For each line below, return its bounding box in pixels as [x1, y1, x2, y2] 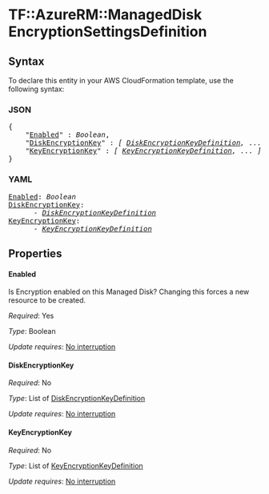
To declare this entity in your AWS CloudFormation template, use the [8, 76, 234, 85]
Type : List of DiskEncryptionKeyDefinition [8, 394, 146, 404]
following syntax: [8, 84, 65, 94]
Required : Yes [8, 311, 54, 321]
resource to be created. [8, 295, 86, 305]
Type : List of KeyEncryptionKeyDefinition [8, 460, 144, 470]
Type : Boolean [8, 327, 56, 336]
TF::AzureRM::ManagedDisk [8, 6, 203, 24]
